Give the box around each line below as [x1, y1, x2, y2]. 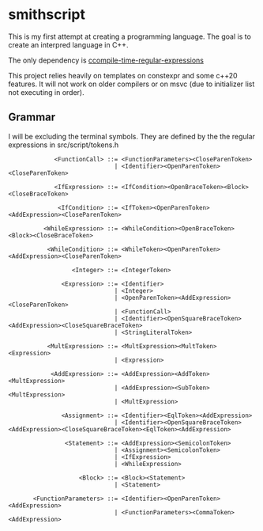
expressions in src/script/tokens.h [8, 140, 119, 150]
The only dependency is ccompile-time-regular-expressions [8, 55, 204, 65]
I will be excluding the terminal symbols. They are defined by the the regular [8, 131, 255, 141]
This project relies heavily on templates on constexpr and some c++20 [8, 70, 239, 80]
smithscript [8, 6, 85, 24]
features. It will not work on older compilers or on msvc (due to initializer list [8, 79, 255, 89]
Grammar [8, 111, 56, 124]
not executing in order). [8, 87, 85, 97]
